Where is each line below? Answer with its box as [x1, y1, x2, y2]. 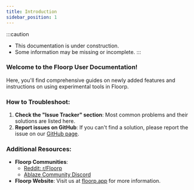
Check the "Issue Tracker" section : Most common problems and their [14, 111, 189, 119]
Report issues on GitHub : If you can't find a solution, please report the [14, 124, 189, 131]
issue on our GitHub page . [14, 130, 79, 137]
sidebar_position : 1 [6, 14, 58, 20]
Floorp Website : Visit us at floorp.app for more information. [14, 178, 161, 185]
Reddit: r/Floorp [23, 164, 62, 172]
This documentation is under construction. [14, 42, 119, 49]
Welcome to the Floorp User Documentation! [6, 63, 138, 71]
